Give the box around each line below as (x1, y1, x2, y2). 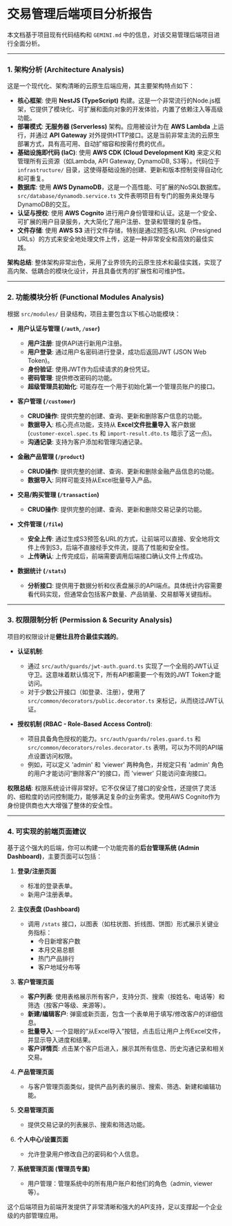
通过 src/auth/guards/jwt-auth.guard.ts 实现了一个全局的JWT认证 (27, 662, 220, 670)
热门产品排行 (37, 955, 75, 963)
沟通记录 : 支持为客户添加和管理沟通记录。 (27, 438, 146, 446)
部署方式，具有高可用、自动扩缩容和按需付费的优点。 (17, 140, 169, 148)
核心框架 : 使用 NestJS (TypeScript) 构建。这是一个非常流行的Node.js (17, 96, 215, 105)
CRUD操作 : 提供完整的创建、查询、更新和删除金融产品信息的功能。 (27, 467, 218, 475)
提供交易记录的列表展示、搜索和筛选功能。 (27, 1121, 149, 1129)
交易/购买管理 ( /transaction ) (17, 490, 100, 498)
